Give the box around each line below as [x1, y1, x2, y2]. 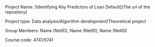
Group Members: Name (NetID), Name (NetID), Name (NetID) [5, 28, 127, 33]
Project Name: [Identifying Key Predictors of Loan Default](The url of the [5, 4, 151, 10]
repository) [5, 9, 28, 15]
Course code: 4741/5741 [5, 37, 53, 43]
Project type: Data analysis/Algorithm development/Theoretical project [5, 19, 146, 24]
